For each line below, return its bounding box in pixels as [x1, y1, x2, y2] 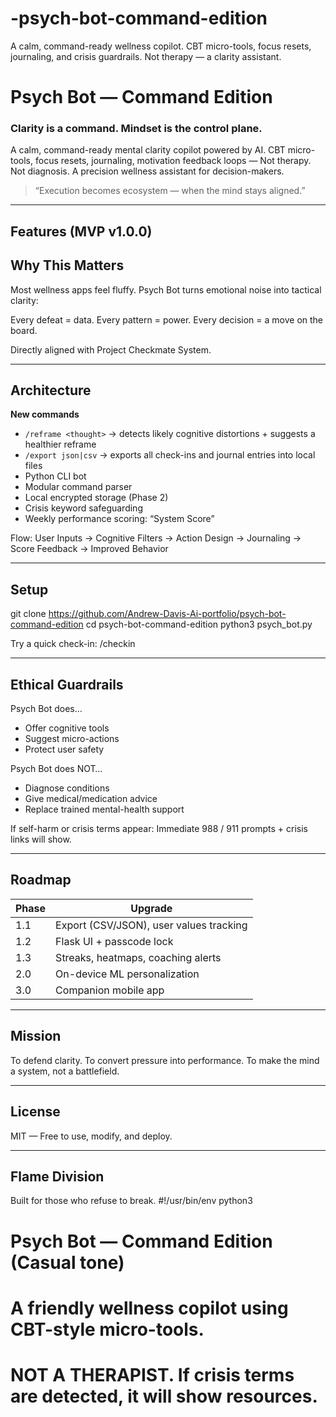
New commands [10, 408, 80, 421]
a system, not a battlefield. [10, 1065, 120, 1077]
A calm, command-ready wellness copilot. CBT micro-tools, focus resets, [10, 40, 312, 52]
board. [10, 324, 38, 336]
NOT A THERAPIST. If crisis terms [10, 1363, 295, 1386]
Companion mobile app [55, 983, 165, 997]
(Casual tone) [10, 1251, 125, 1274]
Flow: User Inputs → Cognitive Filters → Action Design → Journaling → [10, 532, 302, 544]
